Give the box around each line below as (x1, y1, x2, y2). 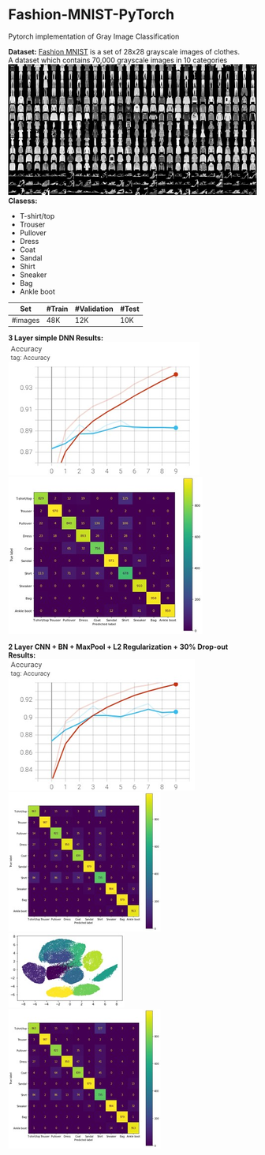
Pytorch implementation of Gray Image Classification (8, 32, 180, 41)
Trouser (19, 219, 46, 229)
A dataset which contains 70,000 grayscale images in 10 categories (8, 55, 228, 65)
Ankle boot (19, 287, 55, 296)
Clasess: (8, 196, 38, 205)
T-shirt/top (19, 211, 55, 220)
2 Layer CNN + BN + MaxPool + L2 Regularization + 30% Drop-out (8, 642, 229, 651)
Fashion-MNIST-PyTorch (8, 6, 175, 24)
